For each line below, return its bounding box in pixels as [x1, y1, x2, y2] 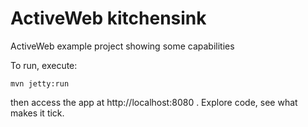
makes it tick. [10, 107, 65, 119]
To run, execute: [10, 59, 78, 71]
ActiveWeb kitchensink [10, 7, 207, 30]
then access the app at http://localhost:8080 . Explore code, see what [10, 96, 298, 108]
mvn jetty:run [10, 78, 70, 89]
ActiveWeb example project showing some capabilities [10, 40, 235, 52]
